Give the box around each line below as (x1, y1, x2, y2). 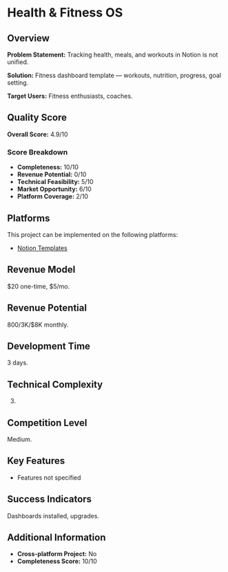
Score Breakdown (7, 147, 68, 156)
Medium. (7, 435, 32, 443)
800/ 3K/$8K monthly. (7, 320, 69, 329)
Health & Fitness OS (7, 5, 123, 21)
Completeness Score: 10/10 (17, 557, 98, 566)
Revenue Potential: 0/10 (17, 170, 87, 178)
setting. (7, 79, 29, 87)
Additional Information (7, 532, 106, 543)
